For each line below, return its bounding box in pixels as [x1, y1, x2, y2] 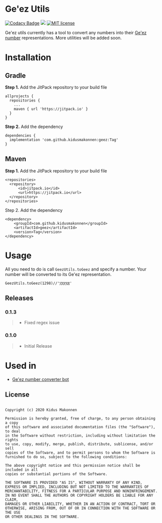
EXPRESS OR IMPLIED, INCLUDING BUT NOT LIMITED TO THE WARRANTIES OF [5, 484, 149, 489]
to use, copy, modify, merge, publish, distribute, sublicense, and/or [5, 442, 153, 447]
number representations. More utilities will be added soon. [5, 35, 122, 41]
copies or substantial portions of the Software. [5, 472, 108, 477]
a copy [5, 420, 18, 425]
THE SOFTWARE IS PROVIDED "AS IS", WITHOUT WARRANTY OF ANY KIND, [5, 480, 143, 485]
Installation [5, 52, 52, 63]
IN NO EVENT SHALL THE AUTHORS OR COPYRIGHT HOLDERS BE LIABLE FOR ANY [5, 493, 153, 498]
